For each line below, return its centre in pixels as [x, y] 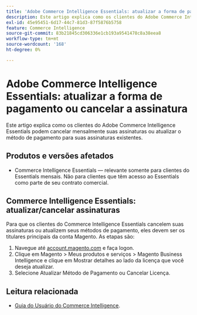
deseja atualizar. [34, 267]
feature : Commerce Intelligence [45, 28]
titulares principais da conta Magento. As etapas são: [70, 237]
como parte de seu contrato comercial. [62, 182]
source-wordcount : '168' [36, 45]
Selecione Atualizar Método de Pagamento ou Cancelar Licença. [92, 273]
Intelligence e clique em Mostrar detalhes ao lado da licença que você [99, 260]
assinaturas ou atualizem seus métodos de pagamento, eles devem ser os [96, 231]
